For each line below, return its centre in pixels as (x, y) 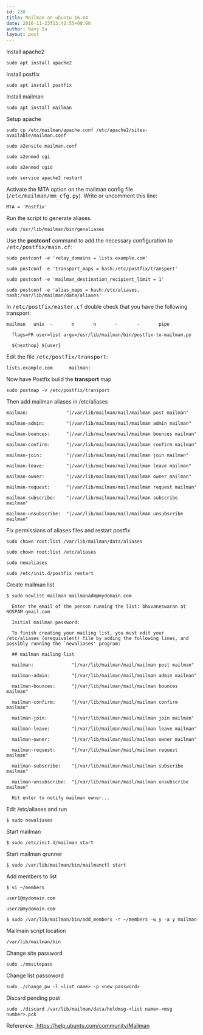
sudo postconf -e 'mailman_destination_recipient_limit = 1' (85, 280)
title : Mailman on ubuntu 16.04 (47, 18)
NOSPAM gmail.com (28, 612)
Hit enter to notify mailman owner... (61, 798)
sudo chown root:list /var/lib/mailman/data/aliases (74, 542)
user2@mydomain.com (31, 909)
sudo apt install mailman (39, 108)
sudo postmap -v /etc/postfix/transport (58, 390)
